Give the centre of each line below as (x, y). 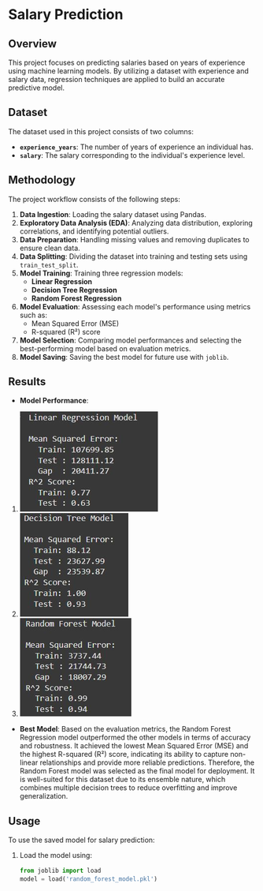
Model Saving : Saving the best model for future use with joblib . (124, 357)
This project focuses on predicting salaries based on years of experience (127, 62)
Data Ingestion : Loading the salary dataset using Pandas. (113, 214)
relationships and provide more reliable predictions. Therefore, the (147, 762)
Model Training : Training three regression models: (101, 273)
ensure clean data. (50, 248)
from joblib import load (60, 871)
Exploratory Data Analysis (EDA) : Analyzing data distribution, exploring (136, 223)
